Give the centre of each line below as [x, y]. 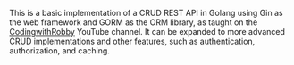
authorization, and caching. [59, 51]
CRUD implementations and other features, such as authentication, [132, 41]
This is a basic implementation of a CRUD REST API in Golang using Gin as [146, 13]
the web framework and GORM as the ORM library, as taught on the [134, 22]
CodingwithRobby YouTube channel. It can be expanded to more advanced [147, 32]
